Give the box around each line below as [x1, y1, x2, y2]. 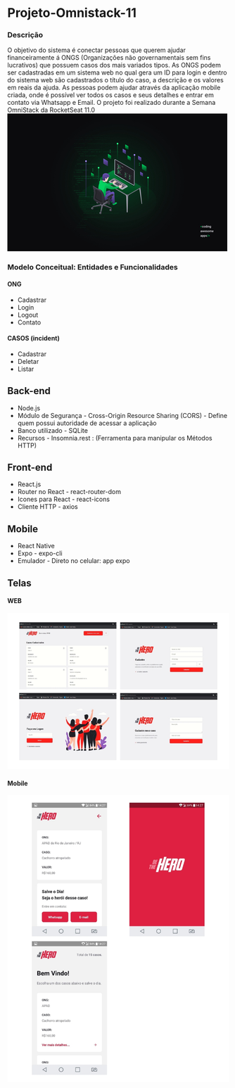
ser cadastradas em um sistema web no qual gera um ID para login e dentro [7, 68, 227, 77]
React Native [17, 542, 55, 550]
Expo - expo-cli [17, 549, 63, 557]
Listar [17, 365, 34, 373]
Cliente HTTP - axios [17, 502, 79, 511]
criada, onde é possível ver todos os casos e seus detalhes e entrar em [7, 91, 215, 99]
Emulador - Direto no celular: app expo [17, 557, 130, 565]
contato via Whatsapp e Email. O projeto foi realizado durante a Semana [7, 99, 216, 107]
